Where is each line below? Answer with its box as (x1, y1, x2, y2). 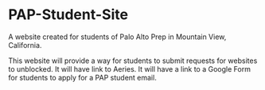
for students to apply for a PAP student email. (8, 72, 157, 82)
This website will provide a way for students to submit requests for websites (8, 56, 258, 65)
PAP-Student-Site (8, 6, 129, 24)
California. (8, 40, 42, 49)
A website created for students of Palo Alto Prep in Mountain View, (8, 32, 227, 41)
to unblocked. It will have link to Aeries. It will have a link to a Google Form (8, 64, 251, 73)
